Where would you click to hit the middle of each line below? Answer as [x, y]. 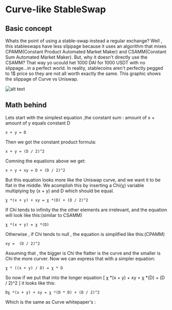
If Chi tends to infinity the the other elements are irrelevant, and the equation [86, 210]
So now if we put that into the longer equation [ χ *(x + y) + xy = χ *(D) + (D [85, 277]
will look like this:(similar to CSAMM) [44, 215]
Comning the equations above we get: [46, 161]
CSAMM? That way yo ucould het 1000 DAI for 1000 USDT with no [75, 62]
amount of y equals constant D [38, 123]
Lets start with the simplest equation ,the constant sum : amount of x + [80, 117]
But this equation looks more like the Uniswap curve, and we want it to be [83, 180]
